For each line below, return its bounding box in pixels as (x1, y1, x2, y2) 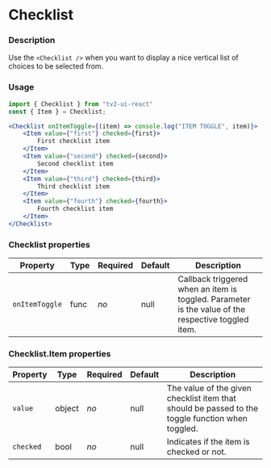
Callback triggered (177, 273, 248, 285)
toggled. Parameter (177, 293, 251, 305)
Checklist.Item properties (8, 348, 111, 359)
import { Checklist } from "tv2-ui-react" (8, 99, 153, 108)
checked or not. (166, 446, 227, 457)
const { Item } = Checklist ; (8, 108, 106, 116)
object (55, 403, 79, 414)
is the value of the (177, 304, 246, 315)
